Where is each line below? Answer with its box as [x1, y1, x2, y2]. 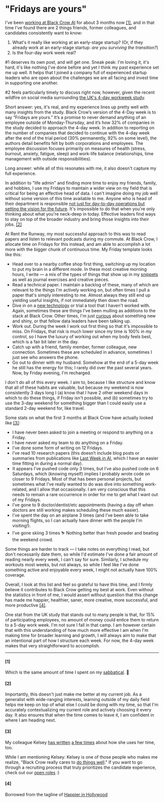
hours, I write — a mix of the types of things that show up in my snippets [12, 271, 158, 277]
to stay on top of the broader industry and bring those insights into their [5, 216, 149, 222]
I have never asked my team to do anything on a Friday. [12, 440, 123, 445]
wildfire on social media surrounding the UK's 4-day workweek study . [5, 94, 145, 100]
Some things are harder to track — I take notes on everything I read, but [5, 546, 150, 552]
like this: [5, 251, 22, 257]
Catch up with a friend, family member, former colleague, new [12, 344, 137, 350]
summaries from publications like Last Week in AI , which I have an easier [12, 455, 159, 461]
